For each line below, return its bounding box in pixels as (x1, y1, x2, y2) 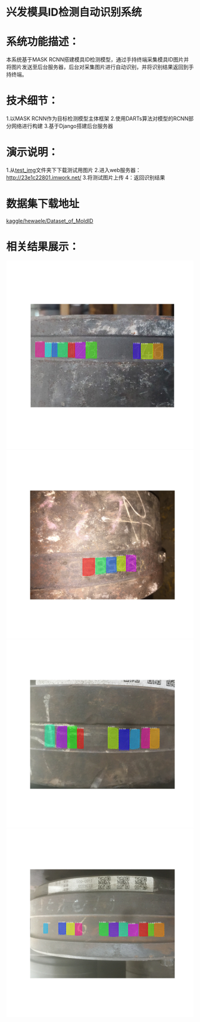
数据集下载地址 (6, 197, 80, 211)
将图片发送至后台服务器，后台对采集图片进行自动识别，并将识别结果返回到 (6, 63, 189, 71)
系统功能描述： (6, 35, 80, 48)
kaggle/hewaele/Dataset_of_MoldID (6, 217, 93, 224)
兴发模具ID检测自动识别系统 (6, 5, 142, 19)
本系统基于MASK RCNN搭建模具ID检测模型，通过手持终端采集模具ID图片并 (6, 56, 189, 63)
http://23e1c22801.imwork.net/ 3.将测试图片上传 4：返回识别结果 (6, 174, 165, 181)
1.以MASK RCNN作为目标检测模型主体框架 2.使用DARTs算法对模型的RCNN (6, 115, 189, 123)
